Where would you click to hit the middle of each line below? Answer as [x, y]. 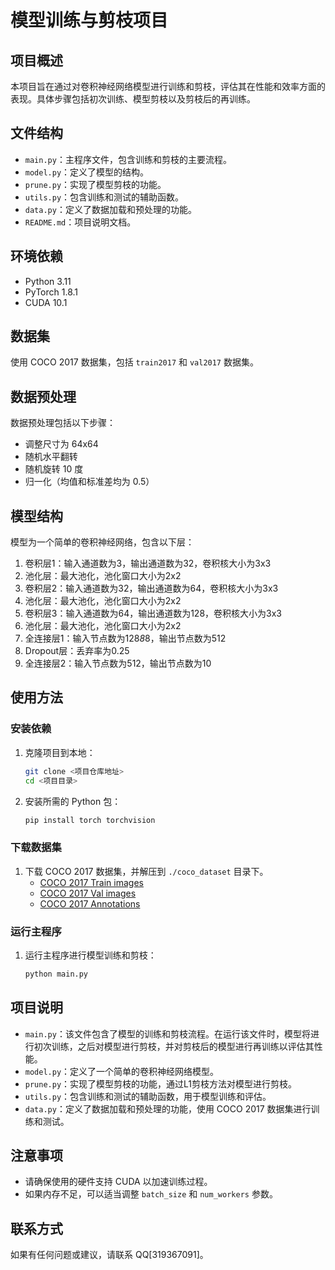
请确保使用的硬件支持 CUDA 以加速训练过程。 [118, 1182]
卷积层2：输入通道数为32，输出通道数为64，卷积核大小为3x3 [151, 588]
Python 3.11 [48, 281]
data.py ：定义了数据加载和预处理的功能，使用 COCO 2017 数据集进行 [168, 1108]
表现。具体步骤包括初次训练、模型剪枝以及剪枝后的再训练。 [133, 99]
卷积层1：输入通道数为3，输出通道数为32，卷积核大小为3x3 [148, 563]
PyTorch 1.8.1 [51, 292]
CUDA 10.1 [46, 302]
